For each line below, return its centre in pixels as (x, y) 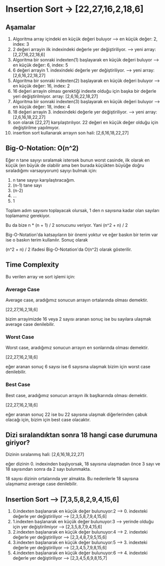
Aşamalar (21, 27)
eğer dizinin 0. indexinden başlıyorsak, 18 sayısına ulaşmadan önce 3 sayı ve (83, 464)
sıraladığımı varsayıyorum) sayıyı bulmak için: (51, 170)
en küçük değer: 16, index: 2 (41, 86)
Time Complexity (32, 265)
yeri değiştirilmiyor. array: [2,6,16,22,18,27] (55, 96)
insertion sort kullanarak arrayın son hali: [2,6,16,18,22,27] (71, 133)
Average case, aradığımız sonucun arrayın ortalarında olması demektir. (77, 300)
